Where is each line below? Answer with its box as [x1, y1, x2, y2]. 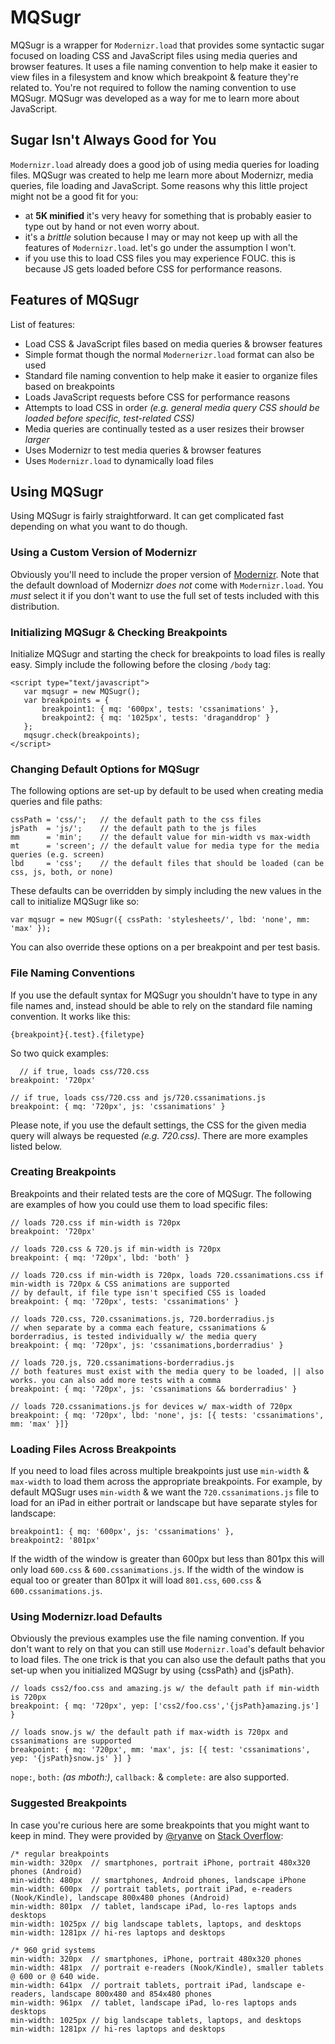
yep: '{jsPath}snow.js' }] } [10, 1754, 132, 1764]
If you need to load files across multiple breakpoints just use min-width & [10, 1465, 310, 1477]
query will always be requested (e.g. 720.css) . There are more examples [10, 1129, 308, 1141]
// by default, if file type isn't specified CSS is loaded [10, 1287, 267, 1298]
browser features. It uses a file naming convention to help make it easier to [10, 60, 318, 72]
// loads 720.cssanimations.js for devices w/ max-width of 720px [10, 1401, 293, 1411]
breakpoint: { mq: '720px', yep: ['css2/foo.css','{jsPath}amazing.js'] [10, 1701, 320, 1711]
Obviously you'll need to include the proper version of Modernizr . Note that [10, 568, 320, 580]
